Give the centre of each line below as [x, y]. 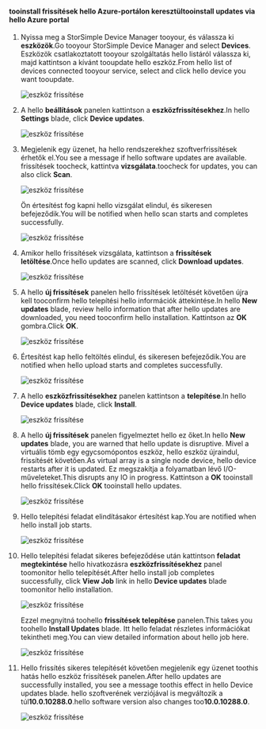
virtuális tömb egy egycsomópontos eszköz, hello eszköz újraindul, [130, 452]
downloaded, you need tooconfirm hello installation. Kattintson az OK [134, 318]
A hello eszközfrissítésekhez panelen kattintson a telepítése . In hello [133, 396]
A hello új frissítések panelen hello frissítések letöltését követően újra [134, 292]
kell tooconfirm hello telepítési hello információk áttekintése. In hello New [139, 301]
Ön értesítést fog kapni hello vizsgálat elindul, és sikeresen [116, 206]
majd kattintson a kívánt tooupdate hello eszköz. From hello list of [126, 63]
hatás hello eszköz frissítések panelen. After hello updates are [121, 677]
